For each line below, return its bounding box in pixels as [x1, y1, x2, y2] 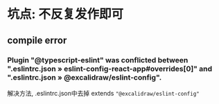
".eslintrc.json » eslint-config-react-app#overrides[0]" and [7, 64, 213, 73]
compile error [7, 34, 67, 46]
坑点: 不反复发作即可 [7, 6, 123, 22]
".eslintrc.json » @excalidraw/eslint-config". [7, 72, 162, 82]
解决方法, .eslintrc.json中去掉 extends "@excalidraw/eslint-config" [7, 89, 200, 97]
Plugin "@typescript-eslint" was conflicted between [7, 55, 189, 64]
